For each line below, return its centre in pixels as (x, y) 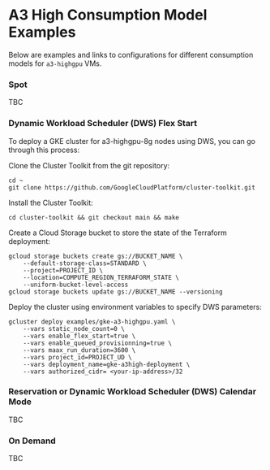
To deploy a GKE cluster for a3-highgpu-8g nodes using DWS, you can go (132, 141)
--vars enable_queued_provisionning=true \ (98, 343)
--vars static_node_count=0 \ (74, 329)
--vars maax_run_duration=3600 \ (79, 350)
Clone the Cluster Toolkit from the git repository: (89, 165)
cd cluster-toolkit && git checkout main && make (94, 217)
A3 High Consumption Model (108, 15)
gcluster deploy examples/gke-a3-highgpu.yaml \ (92, 322)
